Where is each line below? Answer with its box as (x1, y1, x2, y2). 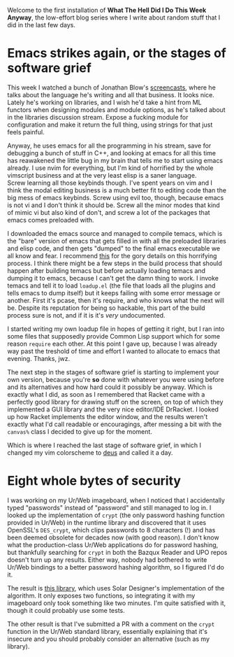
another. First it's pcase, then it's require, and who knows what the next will (7, 296, 225, 304)
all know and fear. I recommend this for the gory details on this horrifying (7, 251, 217, 260)
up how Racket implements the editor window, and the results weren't (7, 412, 208, 421)
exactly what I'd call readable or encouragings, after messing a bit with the (7, 420, 222, 428)
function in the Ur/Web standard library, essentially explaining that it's (7, 627, 208, 635)
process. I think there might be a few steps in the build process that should (7, 259, 222, 267)
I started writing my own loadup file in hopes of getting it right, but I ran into (7, 325, 225, 333)
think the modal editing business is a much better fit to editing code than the (7, 185, 227, 195)
